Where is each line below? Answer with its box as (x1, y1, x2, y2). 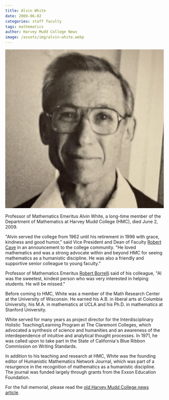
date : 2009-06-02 (5, 13, 42, 19)
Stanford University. (5, 307, 47, 312)
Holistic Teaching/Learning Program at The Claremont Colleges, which (5, 322, 151, 327)
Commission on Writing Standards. (5, 343, 77, 349)
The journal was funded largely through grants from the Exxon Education (5, 369, 156, 375)
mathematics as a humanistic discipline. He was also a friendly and (5, 255, 144, 261)
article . (5, 389, 20, 395)
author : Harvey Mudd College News (5, 29, 78, 35)
